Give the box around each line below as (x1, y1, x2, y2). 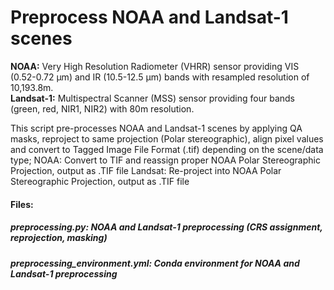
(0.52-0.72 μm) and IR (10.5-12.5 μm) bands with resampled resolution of (10, 71, 310, 83)
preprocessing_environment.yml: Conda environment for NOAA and (10, 257, 300, 269)
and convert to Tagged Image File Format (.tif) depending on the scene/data (10, 143, 324, 155)
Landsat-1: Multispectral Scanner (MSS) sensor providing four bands (10, 92, 295, 104)
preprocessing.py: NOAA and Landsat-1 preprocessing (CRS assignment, (10, 221, 323, 233)
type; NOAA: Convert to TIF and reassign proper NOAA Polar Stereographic (10, 154, 321, 166)
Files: (10, 198, 34, 210)
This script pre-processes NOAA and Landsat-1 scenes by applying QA (10, 122, 303, 134)
